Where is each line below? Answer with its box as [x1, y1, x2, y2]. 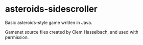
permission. [5, 34, 29, 40]
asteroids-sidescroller [5, 3, 98, 15]
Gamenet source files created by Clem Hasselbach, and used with [5, 29, 139, 35]
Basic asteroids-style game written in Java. [5, 20, 92, 25]
